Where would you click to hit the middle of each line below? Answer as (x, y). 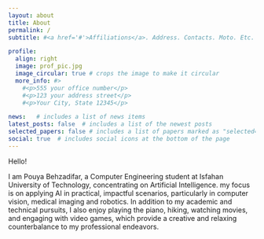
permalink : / (29, 30)
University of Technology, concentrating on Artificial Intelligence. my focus (129, 185)
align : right (37, 59)
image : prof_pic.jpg (49, 66)
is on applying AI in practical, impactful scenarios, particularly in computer (128, 193)
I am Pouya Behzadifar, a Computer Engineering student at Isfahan (116, 176)
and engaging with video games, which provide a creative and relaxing (123, 218)
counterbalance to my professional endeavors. (84, 226)
